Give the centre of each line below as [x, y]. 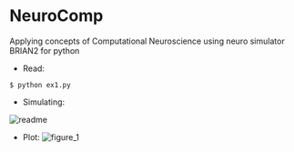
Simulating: [44, 102]
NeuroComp [56, 16]
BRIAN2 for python [45, 50]
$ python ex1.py [40, 85]
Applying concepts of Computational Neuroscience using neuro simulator [147, 41]
